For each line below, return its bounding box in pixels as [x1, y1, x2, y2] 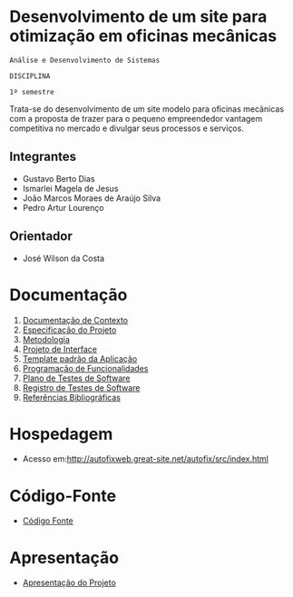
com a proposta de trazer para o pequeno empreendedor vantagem [9, 113, 263, 124]
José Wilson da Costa [22, 253, 105, 264]
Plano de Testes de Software [22, 373, 131, 383]
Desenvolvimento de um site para [9, 6, 268, 27]
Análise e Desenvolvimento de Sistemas [9, 55, 161, 65]
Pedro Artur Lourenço [22, 202, 104, 213]
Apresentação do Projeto [22, 577, 116, 588]
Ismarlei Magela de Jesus [22, 183, 119, 194]
